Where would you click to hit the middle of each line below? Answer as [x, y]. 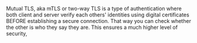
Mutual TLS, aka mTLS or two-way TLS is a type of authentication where [94, 9]
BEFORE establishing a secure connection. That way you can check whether [98, 21]
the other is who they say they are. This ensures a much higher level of [92, 27]
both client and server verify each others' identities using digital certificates [98, 15]
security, [17, 34]
